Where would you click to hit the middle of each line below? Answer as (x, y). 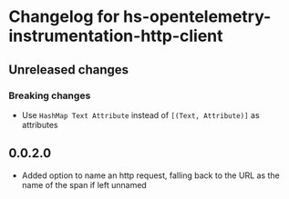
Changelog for (64, 17)
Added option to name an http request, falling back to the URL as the (150, 175)
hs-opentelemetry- (197, 17)
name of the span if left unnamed (84, 184)
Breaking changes (50, 95)
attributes (40, 124)
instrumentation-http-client (116, 36)
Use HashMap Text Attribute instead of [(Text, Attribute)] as (141, 114)
